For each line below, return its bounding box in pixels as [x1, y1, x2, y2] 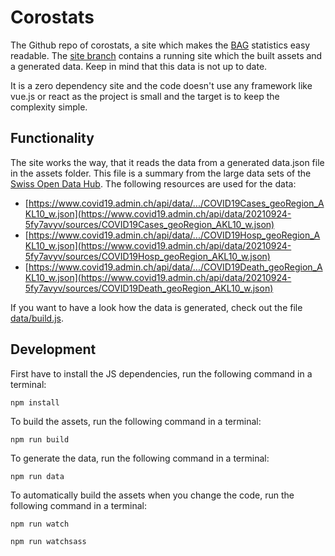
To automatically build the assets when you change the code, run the [10, 489, 295, 501]
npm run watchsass [10, 536, 87, 546]
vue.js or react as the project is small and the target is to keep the [10, 90, 280, 102]
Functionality [10, 130, 95, 147]
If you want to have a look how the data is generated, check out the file [10, 301, 303, 313]
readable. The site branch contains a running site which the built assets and [10, 49, 323, 61]
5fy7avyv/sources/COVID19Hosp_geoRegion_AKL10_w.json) [24, 250, 271, 262]
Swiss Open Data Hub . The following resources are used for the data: [10, 177, 297, 190]
